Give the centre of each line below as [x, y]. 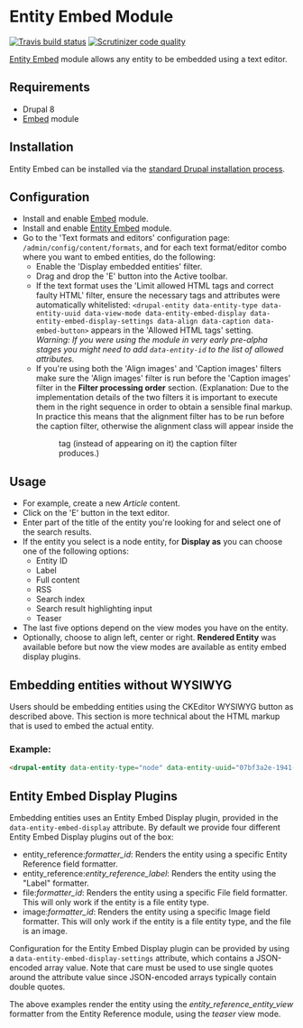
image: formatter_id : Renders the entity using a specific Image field [146, 912]
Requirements [50, 87]
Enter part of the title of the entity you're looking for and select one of [151, 523]
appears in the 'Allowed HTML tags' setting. [172, 330]
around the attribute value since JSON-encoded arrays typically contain [143, 977]
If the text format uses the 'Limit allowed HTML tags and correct [155, 286]
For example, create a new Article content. [101, 503]
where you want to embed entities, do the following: [119, 257]
